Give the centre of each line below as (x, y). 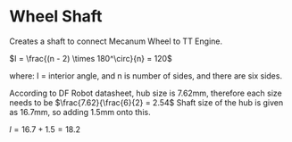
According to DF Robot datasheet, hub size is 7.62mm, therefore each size (146, 93)
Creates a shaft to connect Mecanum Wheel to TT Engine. (116, 41)
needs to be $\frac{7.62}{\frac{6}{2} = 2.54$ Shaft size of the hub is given (146, 102)
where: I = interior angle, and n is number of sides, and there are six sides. (146, 75)
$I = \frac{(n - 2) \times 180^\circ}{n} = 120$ (91, 58)
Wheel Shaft (56, 17)
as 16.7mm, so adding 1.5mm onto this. (80, 112)
